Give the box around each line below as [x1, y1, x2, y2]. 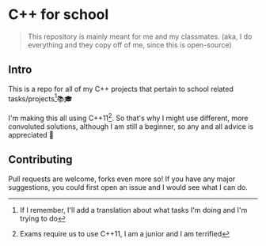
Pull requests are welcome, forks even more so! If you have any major [8, 174, 236, 184]
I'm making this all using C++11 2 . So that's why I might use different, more [8, 112, 249, 123]
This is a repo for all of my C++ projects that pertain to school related [8, 84, 234, 93]
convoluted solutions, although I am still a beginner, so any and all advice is [8, 122, 254, 131]
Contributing [8, 153, 73, 167]
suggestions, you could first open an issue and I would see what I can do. [8, 182, 248, 191]
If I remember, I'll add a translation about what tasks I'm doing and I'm [19, 205, 248, 214]
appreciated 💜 [8, 131, 54, 140]
